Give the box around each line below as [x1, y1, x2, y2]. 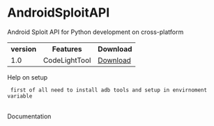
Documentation [7, 112, 52, 120]
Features [52, 44, 82, 53]
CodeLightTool [43, 55, 91, 65]
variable [7, 92, 33, 100]
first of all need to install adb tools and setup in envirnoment [10, 87, 208, 93]
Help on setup [7, 73, 48, 81]
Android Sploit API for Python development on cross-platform [7, 28, 184, 36]
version [10, 44, 37, 53]
